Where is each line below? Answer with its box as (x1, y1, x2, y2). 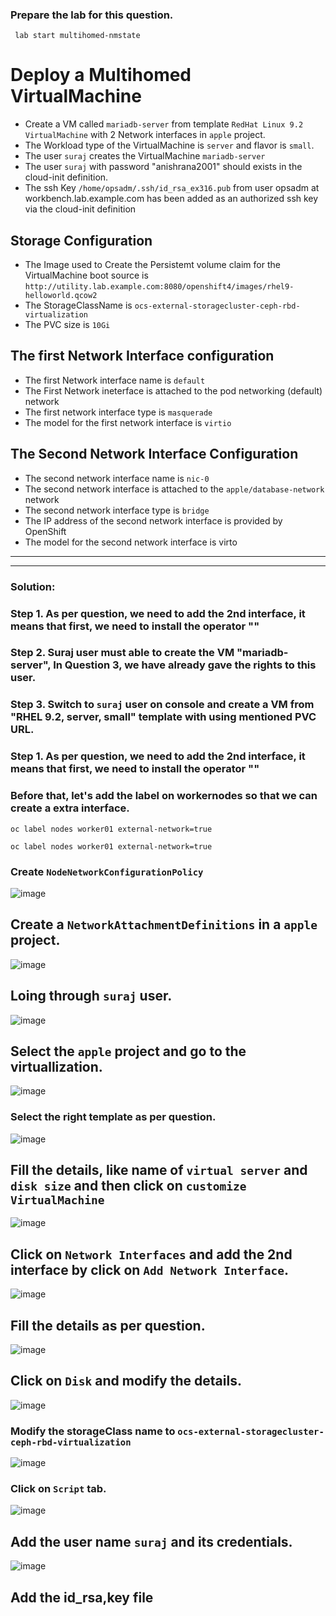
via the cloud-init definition (24, 203, 137, 215)
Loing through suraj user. (10, 988, 173, 1005)
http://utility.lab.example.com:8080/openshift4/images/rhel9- (24, 282, 295, 292)
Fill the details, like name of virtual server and (10, 1162, 308, 1178)
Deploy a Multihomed (10, 64, 192, 87)
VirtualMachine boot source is (24, 269, 149, 282)
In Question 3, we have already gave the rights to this (53, 658, 317, 672)
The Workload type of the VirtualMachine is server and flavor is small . (24, 139, 315, 152)
